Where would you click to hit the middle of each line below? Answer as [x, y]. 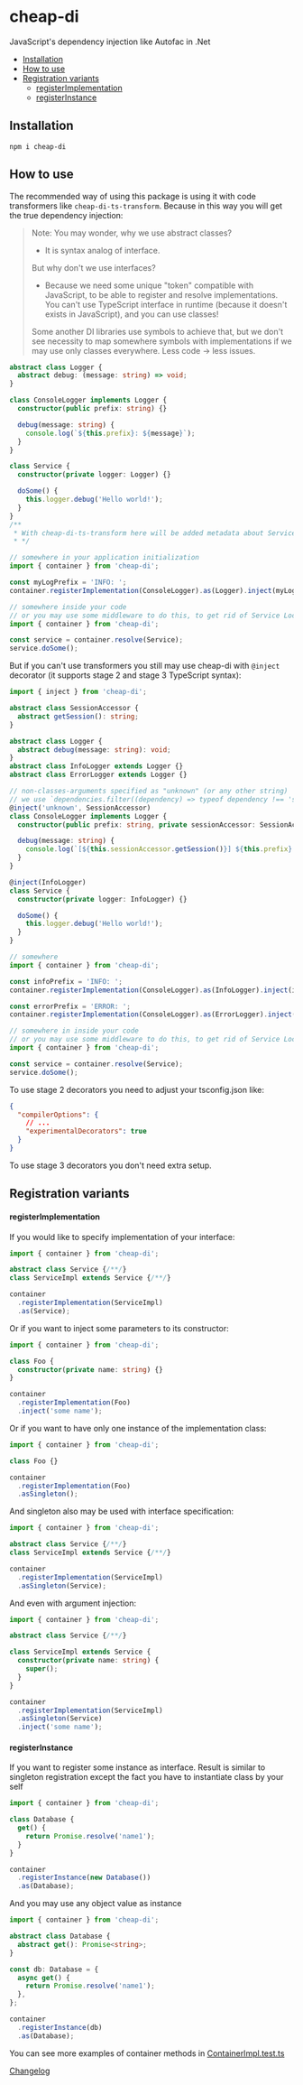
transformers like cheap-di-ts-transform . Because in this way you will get [146, 206]
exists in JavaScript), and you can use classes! [132, 314]
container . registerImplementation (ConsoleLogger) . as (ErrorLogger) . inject [151, 1015]
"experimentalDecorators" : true [86, 1131]
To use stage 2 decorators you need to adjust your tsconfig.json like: [137, 1089]
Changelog [30, 2071]
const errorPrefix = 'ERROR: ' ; [70, 1006]
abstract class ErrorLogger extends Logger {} [98, 775]
